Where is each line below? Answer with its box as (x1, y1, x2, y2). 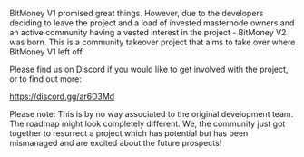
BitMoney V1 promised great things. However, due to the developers (9, 8, 264, 18)
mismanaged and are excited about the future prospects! (9, 138, 222, 148)
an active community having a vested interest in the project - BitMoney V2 (9, 27, 287, 37)
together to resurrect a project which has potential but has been (9, 128, 249, 139)
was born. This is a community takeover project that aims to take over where (9, 36, 296, 47)
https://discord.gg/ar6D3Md (9, 91, 115, 102)
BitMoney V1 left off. (9, 46, 84, 57)
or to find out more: (9, 74, 82, 84)
